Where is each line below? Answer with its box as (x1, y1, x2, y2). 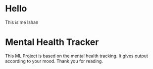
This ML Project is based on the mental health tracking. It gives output (5, 53, 149, 59)
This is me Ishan (5, 19, 39, 25)
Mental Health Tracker (5, 36, 99, 48)
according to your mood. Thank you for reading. (5, 58, 103, 64)
